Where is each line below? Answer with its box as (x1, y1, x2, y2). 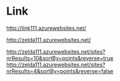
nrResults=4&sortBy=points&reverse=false (6, 67, 114, 74)
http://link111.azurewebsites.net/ (6, 24, 86, 32)
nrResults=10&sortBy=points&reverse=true (6, 54, 114, 62)
